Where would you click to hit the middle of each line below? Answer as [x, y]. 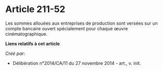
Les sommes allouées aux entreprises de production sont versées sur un [81, 23]
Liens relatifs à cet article [33, 43]
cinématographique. [26, 34]
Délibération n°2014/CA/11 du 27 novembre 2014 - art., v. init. [77, 63]
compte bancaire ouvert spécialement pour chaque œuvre [67, 28]
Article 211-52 [35, 9]
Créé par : [15, 53]
